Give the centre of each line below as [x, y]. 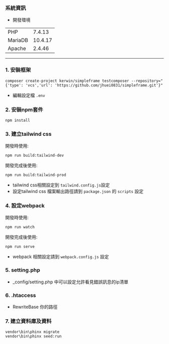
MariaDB [18, 40]
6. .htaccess [21, 295]
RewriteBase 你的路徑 [35, 307]
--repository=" [147, 81]
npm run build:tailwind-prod [36, 175]
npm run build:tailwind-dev [35, 156]
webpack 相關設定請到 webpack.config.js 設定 [61, 257]
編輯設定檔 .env [29, 95]
